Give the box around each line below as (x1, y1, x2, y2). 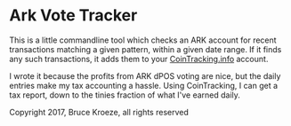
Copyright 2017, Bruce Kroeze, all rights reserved (9, 106, 190, 117)
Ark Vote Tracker (9, 5, 138, 26)
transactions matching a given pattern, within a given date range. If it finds (9, 43, 282, 54)
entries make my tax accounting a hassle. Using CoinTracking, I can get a (9, 80, 279, 91)
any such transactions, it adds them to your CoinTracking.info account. (9, 53, 269, 64)
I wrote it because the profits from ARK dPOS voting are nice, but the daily (9, 70, 281, 81)
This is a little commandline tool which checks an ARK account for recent (9, 35, 278, 45)
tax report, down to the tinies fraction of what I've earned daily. (9, 90, 240, 100)
